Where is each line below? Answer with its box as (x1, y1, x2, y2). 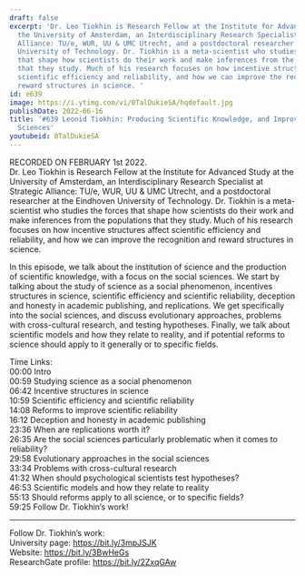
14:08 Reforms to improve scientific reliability (9, 404, 179, 415)
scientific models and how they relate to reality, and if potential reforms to (9, 328, 286, 339)
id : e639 (9, 89, 43, 98)
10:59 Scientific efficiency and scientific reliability (9, 395, 195, 406)
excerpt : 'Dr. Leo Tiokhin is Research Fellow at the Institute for (9, 22, 274, 31)
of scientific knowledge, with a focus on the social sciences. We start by (9, 270, 280, 282)
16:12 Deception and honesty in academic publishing (9, 414, 206, 425)
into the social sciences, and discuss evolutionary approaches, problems (9, 309, 281, 320)
